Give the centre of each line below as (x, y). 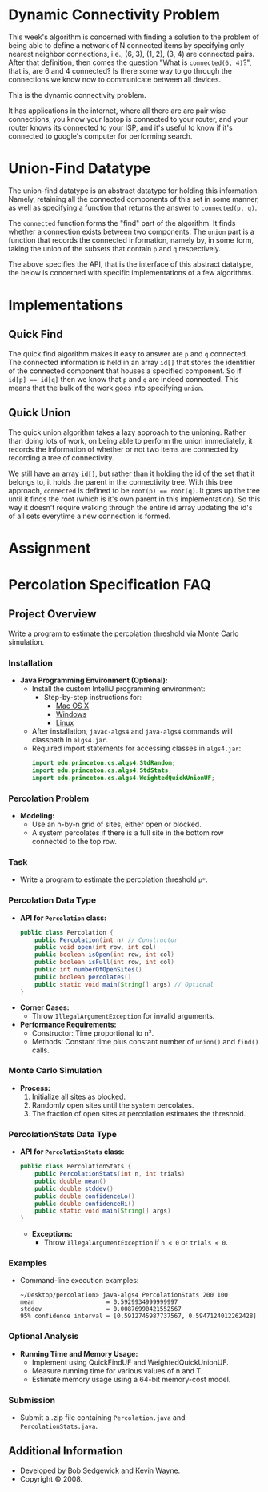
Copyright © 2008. (51, 1478)
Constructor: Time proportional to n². (93, 1033)
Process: (35, 1088)
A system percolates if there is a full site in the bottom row (128, 833)
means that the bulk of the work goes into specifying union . (106, 388)
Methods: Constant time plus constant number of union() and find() (145, 1041)
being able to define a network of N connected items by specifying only (126, 45)
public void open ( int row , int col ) (96, 947)
